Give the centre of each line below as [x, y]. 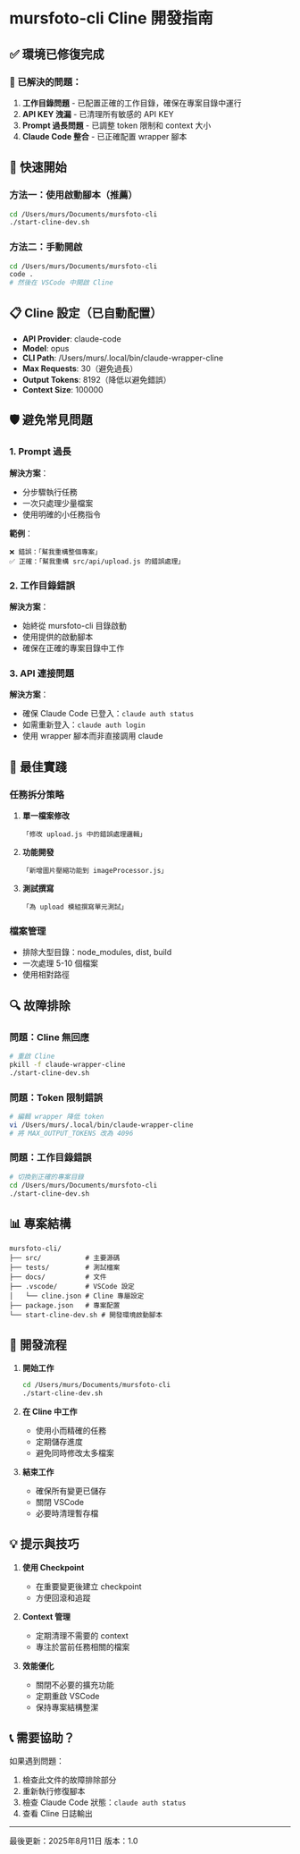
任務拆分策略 [37, 794]
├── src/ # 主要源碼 [65, 1258]
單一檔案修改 [46, 816]
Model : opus [46, 349]
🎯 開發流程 [38, 1345]
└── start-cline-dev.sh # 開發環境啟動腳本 [86, 1316]
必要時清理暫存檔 [67, 1513]
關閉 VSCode [60, 1502]
